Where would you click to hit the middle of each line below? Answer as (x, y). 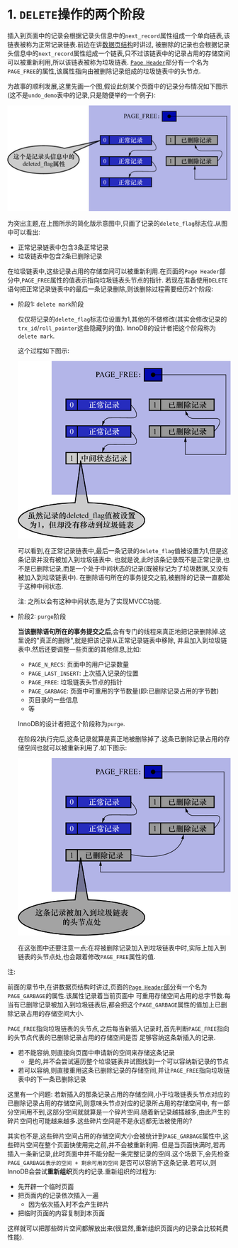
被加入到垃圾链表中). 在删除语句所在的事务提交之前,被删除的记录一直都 (121, 577)
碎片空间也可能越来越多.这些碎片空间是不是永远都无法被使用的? (100, 1121)
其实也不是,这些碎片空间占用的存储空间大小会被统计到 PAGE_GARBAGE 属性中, (115, 1136)
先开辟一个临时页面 (46, 1186)
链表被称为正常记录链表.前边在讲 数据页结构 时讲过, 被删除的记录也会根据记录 (119, 44)
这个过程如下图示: (43, 351)
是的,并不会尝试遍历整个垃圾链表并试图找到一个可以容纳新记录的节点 (128, 1061)
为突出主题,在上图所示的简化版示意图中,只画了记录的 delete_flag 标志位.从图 (118, 224)
